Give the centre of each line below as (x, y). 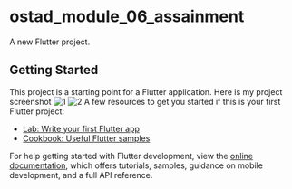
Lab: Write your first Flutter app (81, 128)
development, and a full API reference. (81, 175)
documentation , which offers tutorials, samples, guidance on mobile (136, 165)
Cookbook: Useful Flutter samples (86, 138)
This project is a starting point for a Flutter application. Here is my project (146, 91)
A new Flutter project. (50, 42)
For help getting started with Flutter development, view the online (131, 156)
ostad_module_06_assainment (127, 17)
